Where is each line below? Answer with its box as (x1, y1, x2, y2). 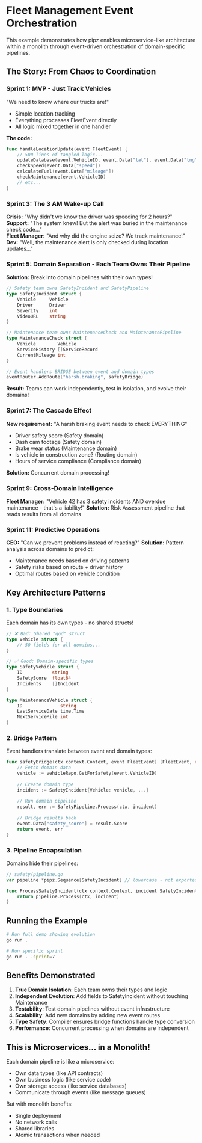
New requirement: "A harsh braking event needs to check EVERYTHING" (6, 420, 188, 427)
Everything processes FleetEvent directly (14, 116, 117, 123)
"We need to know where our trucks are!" (6, 98, 109, 105)
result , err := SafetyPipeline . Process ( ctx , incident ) (17, 804, 158, 810)
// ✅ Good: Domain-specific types (6, 658, 94, 665)
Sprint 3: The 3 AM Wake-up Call (6, 199, 104, 208)
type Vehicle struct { (6, 636, 63, 642)
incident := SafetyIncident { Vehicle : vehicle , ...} (17, 787, 149, 793)
